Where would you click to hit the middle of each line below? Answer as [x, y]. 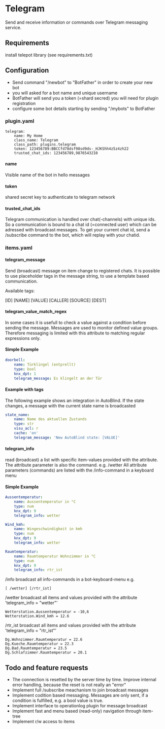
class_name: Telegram [36, 140]
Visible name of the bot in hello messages [48, 175]
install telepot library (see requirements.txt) [49, 55]
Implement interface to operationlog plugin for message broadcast [80, 706]
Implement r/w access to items [43, 722]
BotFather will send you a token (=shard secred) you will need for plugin [85, 98]
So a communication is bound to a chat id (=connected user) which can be [81, 224]
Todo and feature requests [47, 668]
